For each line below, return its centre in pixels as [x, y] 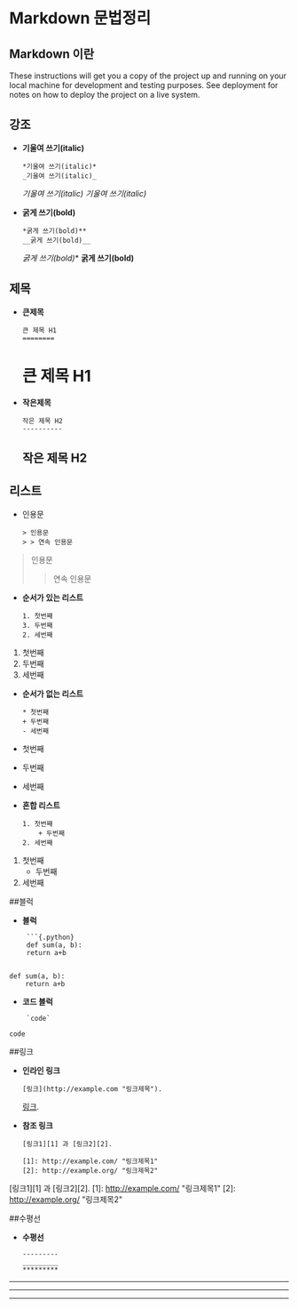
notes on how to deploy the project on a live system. [105, 95]
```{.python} [50, 937]
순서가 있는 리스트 [53, 598]
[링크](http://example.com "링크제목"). [92, 1089]
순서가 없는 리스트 [53, 694]
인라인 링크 [41, 1070]
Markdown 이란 [52, 54]
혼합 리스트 [41, 805]
